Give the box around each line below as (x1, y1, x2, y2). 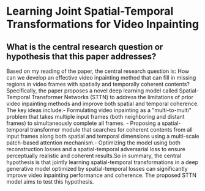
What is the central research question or (6, 42, 163, 52)
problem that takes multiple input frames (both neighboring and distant (6, 113, 185, 120)
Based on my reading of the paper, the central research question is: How (6, 67, 190, 75)
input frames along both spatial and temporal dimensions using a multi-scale (6, 133, 199, 140)
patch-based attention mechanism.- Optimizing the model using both (6, 139, 181, 146)
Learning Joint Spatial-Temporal (6, 4, 174, 18)
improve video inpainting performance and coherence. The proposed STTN (6, 171, 197, 179)
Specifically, (6, 87, 37, 94)
